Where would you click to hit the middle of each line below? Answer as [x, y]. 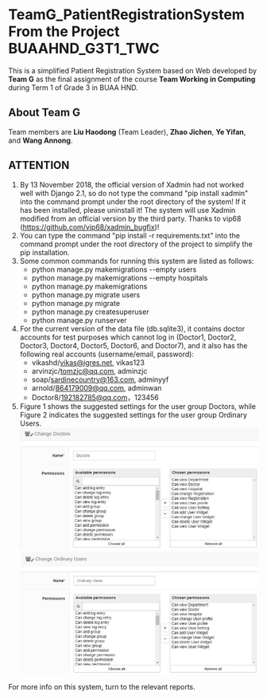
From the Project [64, 31]
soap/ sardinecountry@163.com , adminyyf [100, 379]
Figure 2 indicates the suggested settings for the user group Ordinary [133, 414]
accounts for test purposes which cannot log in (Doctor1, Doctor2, [128, 337]
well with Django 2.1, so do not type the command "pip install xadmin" [134, 193]
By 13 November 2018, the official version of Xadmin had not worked [132, 184]
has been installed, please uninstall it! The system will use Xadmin [128, 210]
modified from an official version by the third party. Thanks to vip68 [130, 218]
